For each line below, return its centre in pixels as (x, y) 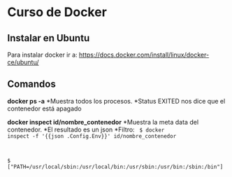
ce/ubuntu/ (23, 62)
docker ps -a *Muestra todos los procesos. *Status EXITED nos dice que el (116, 101)
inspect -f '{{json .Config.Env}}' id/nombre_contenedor (92, 136)
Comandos (31, 84)
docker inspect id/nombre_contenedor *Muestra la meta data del (103, 122)
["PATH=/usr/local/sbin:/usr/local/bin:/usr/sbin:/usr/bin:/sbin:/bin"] (115, 167)
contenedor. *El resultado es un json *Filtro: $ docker (86, 129)
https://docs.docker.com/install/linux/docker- (144, 55)
